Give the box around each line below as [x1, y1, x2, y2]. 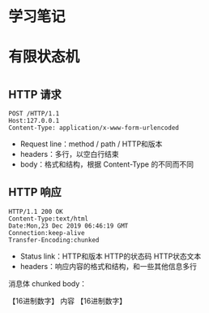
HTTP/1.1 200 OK [8, 207, 63, 215]
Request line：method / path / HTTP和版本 [19, 139, 163, 149]
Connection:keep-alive [8, 228, 85, 237]
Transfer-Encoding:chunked [8, 236, 100, 244]
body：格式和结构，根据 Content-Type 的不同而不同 [19, 159, 194, 169]
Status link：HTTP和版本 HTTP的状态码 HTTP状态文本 [19, 251, 202, 261]
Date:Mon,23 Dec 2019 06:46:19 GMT [8, 221, 129, 230]
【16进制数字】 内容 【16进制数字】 [8, 296, 127, 306]
